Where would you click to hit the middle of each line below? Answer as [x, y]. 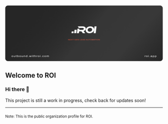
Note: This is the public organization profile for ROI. [49, 116]
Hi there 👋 [17, 89]
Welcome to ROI [31, 75]
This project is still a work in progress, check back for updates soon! [75, 100]
